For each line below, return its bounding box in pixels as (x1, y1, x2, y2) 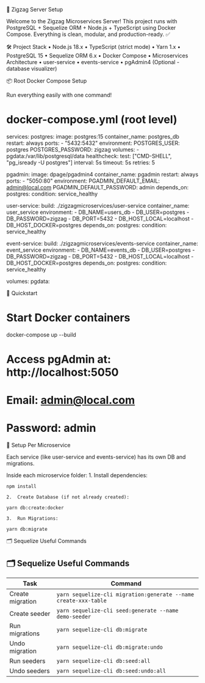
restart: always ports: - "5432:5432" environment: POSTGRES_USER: (6, 139, 180, 147)
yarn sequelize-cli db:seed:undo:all (56, 668, 167, 674)
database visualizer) (6, 65, 57, 72)
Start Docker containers (6, 311, 131, 325)
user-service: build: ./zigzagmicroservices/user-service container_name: (6, 202, 190, 209)
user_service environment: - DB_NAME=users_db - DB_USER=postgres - (6, 208, 190, 216)
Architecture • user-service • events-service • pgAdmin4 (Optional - (6, 59, 180, 65)
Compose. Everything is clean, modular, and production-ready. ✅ (6, 31, 171, 38)
